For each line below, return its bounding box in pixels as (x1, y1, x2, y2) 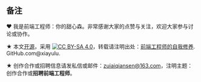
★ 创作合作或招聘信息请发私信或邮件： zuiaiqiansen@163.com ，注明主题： (6, 62, 193, 69)
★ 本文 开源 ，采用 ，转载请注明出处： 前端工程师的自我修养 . (6, 42, 196, 50)
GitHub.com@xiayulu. (6, 50, 61, 57)
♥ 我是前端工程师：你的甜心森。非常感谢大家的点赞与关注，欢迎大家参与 (6, 23, 189, 30)
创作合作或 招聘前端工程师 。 (6, 69, 76, 77)
